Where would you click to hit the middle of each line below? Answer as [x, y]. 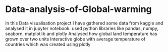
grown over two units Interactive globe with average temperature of [75, 39]
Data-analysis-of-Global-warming [79, 9]
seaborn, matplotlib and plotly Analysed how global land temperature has [81, 33]
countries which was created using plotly [48, 44]
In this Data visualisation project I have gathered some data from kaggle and [84, 23]
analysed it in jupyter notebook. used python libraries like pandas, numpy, [82, 28]
